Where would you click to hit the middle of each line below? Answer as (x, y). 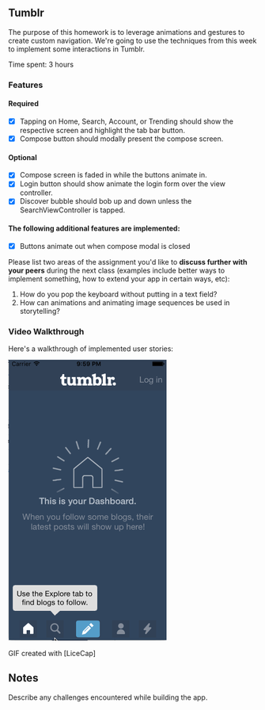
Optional (23, 157)
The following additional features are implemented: (94, 228)
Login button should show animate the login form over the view (122, 184)
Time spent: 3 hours (41, 64)
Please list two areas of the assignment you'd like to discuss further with (128, 261)
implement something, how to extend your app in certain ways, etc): (119, 279)
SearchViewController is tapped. (72, 210)
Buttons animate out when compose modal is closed (105, 246)
